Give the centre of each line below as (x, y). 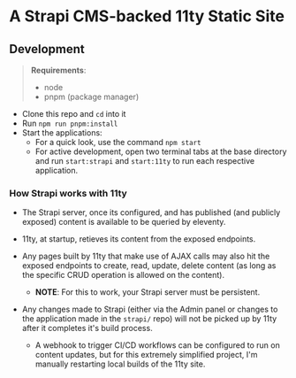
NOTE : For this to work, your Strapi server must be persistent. (148, 292)
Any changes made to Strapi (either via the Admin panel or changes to (150, 309)
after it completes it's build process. (87, 328)
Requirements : (58, 70)
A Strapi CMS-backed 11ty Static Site (147, 16)
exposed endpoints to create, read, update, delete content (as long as (149, 266)
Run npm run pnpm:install (70, 123)
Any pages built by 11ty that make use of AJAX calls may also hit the (146, 256)
